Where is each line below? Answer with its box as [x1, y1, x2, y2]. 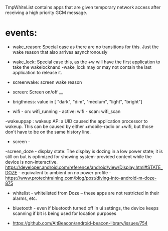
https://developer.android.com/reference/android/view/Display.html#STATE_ [5, 164, 163, 170]
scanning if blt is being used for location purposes [12, 210, 117, 216]
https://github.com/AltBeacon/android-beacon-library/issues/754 [12, 220, 148, 226]
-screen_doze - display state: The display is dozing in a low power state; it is [5, 148, 163, 154]
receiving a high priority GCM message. [5, 10, 88, 16]
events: [5, 27, 38, 39]
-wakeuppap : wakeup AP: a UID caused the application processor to [5, 118, 148, 124]
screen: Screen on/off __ [12, 89, 63, 95]
